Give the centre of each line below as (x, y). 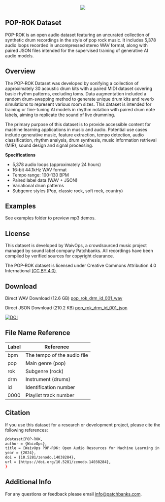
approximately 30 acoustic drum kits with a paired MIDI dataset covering (79, 88)
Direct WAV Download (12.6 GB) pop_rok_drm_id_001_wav (64, 298)
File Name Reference (38, 333)
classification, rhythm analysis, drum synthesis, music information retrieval (81, 140)
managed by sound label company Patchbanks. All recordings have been (79, 251)
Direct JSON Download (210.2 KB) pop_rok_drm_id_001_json (66, 308)
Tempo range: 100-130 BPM (40, 175)
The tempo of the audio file (57, 355)
